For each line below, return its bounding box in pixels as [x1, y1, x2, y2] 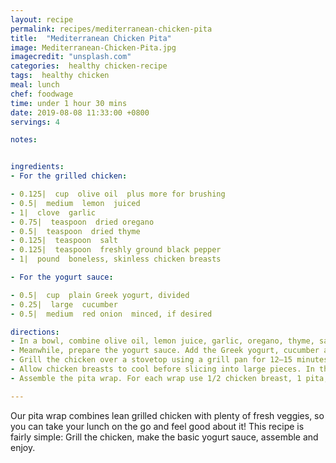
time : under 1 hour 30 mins [10, 98, 128, 108]
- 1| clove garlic [10, 207, 97, 218]
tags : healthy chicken [10, 71, 110, 81]
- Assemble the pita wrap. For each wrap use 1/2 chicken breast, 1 [10, 373, 302, 383]
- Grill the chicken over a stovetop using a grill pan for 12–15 [10, 355, 293, 365]
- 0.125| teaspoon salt [10, 236, 118, 246]
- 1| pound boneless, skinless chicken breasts [10, 254, 222, 265]
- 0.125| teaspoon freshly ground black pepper [10, 245, 222, 255]
